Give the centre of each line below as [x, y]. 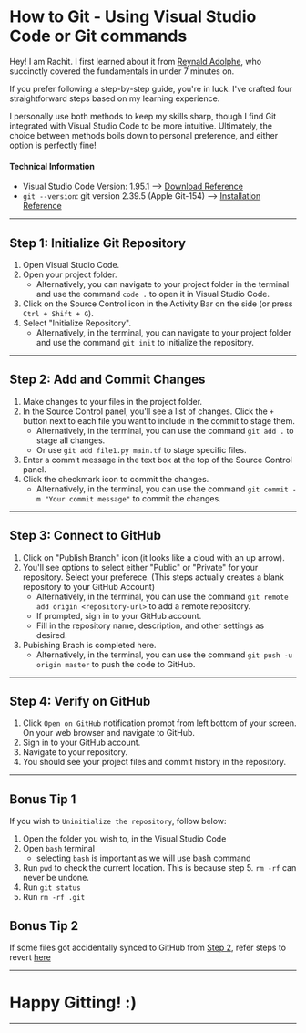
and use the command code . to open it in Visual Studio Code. [153, 294]
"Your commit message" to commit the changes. [133, 498]
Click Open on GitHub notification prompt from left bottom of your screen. [159, 723]
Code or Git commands [98, 36]
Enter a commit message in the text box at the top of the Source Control [158, 460]
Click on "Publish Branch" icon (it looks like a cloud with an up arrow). [153, 557]
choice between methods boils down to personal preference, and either [144, 135]
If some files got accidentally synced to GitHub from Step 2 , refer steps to [148, 948]
